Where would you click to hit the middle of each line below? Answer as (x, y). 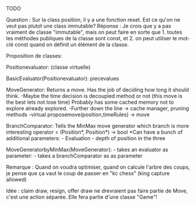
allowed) (16, 179)
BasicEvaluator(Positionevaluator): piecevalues (63, 78)
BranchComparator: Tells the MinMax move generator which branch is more (97, 126)
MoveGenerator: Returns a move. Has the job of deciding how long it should (97, 90)
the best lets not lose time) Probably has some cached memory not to (90, 102)
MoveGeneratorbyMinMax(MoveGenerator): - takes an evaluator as (87, 149)
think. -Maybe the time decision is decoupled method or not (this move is (94, 96)
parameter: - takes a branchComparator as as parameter (74, 156)
